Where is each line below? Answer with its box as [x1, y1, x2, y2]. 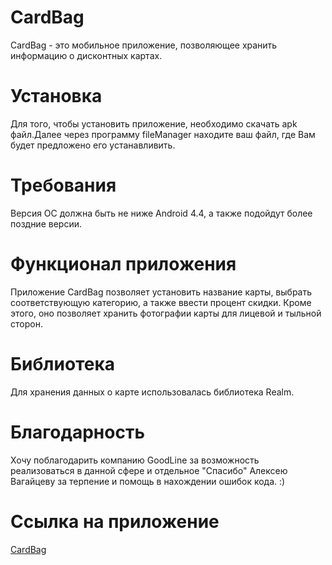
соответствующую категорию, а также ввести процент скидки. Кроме [10, 296, 312, 308]
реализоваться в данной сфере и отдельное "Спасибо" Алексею [10, 464, 288, 476]
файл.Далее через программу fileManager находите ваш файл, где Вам [10, 128, 316, 140]
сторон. [10, 317, 43, 330]
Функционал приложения [10, 253, 237, 275]
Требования [10, 174, 117, 197]
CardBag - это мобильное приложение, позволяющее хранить [10, 39, 278, 51]
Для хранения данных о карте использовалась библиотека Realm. [10, 386, 295, 398]
